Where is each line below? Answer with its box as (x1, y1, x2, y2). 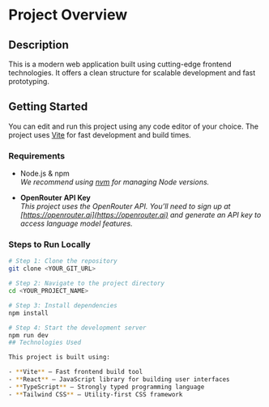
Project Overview (8, 6, 128, 24)
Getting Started (8, 100, 88, 114)
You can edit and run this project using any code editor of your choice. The (8, 121, 259, 131)
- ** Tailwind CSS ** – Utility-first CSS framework (8, 390, 183, 398)
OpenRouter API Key (19, 193, 91, 203)
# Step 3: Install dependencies (8, 301, 117, 309)
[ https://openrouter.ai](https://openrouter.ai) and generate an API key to (19, 210, 262, 220)
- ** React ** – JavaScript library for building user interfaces (8, 375, 230, 384)
